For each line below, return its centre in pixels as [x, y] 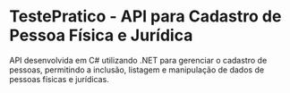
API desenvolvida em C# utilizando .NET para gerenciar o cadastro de [138, 60]
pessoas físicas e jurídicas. [59, 79]
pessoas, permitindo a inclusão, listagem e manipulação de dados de [137, 70]
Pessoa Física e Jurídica [101, 35]
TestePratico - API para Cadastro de [145, 17]
